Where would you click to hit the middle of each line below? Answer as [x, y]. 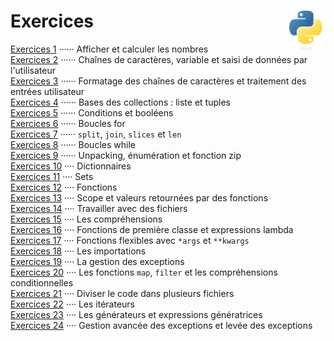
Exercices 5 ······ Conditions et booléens [92, 112]
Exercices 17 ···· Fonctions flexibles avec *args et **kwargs [130, 240]
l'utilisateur [33, 70]
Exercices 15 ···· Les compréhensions [86, 219]
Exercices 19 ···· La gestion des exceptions [97, 261]
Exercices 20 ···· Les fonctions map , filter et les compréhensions [144, 272]
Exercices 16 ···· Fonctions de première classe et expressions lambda [152, 229]
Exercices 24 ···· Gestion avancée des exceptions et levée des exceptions [161, 325]
